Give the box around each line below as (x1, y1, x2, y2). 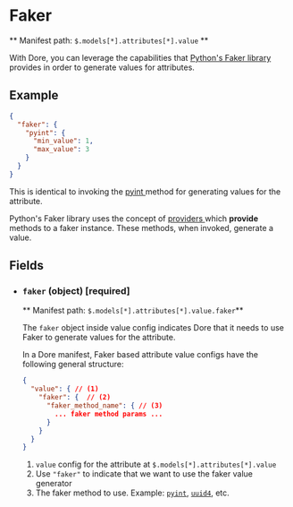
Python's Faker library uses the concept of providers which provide (9, 212, 259, 224)
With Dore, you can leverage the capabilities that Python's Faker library (9, 52, 272, 63)
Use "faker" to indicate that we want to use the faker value (35, 468, 253, 479)
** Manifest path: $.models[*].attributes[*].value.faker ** (21, 305, 244, 316)
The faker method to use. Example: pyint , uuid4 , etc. (35, 487, 230, 498)
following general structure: (21, 359, 124, 370)
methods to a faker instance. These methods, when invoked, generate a (9, 222, 274, 233)
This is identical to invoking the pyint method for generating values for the (9, 185, 281, 197)
